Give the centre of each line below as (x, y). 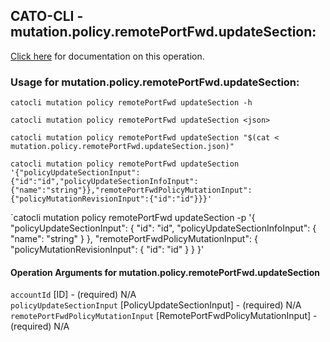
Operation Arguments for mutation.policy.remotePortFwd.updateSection (165, 272)
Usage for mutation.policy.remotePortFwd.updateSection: (155, 82)
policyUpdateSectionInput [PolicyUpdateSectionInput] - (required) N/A (156, 305)
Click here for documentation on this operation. (107, 56)
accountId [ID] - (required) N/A (73, 295)
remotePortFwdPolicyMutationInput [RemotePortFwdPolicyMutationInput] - (164, 316)
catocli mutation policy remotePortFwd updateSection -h (131, 103)
